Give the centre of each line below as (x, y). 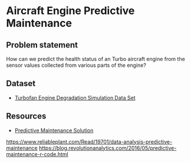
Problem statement (42, 45)
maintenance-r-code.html (37, 154)
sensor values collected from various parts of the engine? (76, 65)
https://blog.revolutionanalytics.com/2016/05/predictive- (108, 148)
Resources (26, 116)
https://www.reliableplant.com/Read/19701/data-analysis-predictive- (89, 141)
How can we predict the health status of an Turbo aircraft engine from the (96, 59)
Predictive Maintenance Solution (54, 130)
